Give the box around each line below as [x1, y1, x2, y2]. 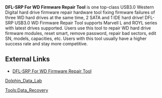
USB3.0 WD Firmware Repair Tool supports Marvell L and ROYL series [14, 20, 158, 26]
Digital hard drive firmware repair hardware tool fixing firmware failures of [5, 9, 156, 15]
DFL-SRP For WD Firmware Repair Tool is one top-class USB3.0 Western [5, 4, 154, 10]
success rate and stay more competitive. [5, 41, 88, 46]
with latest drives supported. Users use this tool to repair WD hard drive [5, 25, 151, 31]
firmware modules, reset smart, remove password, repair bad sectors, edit [5, 31, 157, 36]
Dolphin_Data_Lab [5, 77, 42, 83]
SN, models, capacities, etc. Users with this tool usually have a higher [5, 35, 147, 41]
